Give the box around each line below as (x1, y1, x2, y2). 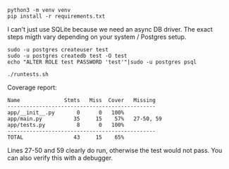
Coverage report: (7, 83, 58, 92)
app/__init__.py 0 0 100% (7, 109, 125, 116)
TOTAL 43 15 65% (7, 134, 125, 141)
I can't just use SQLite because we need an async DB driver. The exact (7, 25, 213, 33)
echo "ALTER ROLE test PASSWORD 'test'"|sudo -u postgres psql (7, 58, 197, 65)
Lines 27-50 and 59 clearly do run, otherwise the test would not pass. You (7, 146, 223, 154)
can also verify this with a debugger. (7, 154, 113, 162)
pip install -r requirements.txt (7, 13, 106, 20)
